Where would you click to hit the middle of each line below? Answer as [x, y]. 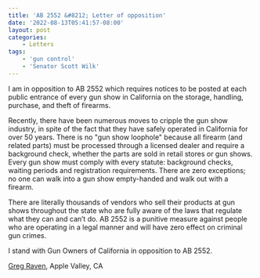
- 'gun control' [49, 60]
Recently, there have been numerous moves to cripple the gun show [118, 120]
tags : [17, 52]
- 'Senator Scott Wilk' [61, 67]
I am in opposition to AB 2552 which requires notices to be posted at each [127, 88]
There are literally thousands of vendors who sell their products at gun [121, 202]
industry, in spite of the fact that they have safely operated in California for [128, 128]
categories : [27, 37]
